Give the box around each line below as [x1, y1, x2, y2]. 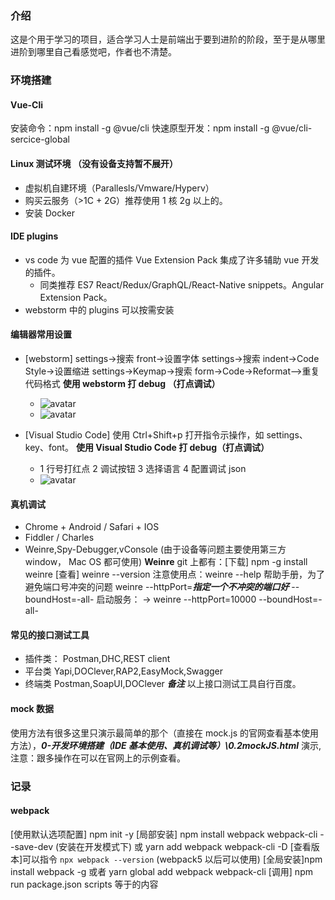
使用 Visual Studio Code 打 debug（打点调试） [75, 442, 270, 454]
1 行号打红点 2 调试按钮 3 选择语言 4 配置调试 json [39, 463, 247, 475]
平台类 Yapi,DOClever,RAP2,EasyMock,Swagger [24, 665, 224, 677]
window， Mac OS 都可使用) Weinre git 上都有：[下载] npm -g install [24, 556, 308, 568]
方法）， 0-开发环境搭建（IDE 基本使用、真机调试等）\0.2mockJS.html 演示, [10, 739, 322, 751]
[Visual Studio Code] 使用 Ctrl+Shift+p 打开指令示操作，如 [24, 429, 265, 441]
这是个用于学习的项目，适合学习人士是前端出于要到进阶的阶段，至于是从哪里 [10, 33, 326, 46]
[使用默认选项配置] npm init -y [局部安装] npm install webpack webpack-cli [10, 828, 318, 840]
